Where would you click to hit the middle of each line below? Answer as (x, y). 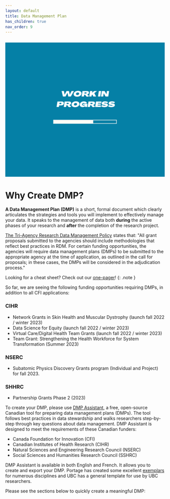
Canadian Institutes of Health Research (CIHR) (61, 445)
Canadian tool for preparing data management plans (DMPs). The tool (78, 413)
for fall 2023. (26, 374)
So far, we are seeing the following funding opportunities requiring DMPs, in (84, 287)
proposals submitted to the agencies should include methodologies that (80, 241)
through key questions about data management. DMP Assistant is (83, 424)
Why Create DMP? (45, 195)
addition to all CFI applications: (37, 293)
